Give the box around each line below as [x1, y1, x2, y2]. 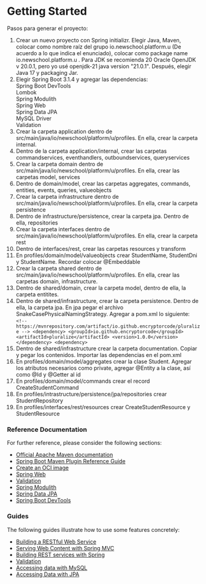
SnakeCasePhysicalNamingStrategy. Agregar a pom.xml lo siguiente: [15, 310, 190, 317]
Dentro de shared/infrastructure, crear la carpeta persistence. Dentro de [15, 297, 199, 304]
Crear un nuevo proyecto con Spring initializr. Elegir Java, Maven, [15, 36, 181, 44]
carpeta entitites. [15, 290, 59, 298]
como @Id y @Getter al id [15, 371, 82, 378]
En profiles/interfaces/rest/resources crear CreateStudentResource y [15, 403, 191, 410]
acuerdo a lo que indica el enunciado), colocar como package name [15, 49, 188, 56]
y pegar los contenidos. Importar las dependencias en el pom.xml [15, 351, 181, 358]
